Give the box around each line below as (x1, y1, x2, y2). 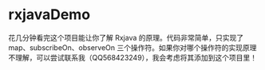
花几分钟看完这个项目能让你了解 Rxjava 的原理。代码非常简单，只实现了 (8, 33, 244, 42)
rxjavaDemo (8, 6, 90, 24)
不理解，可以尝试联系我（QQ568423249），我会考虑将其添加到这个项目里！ (8, 52, 258, 62)
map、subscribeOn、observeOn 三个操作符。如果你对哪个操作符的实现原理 (8, 42, 257, 52)
